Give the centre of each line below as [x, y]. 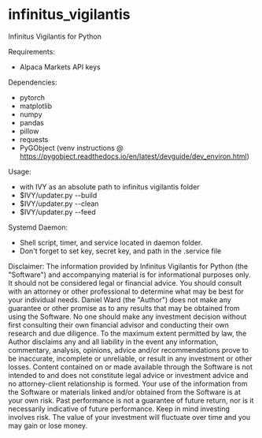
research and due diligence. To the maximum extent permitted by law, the [127, 333]
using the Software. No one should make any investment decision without [127, 316]
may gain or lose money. [48, 425]
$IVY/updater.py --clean [59, 204]
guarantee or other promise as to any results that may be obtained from [124, 308]
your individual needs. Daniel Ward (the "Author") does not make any [120, 299]
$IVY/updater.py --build [58, 195]
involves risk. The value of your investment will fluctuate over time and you [129, 417]
